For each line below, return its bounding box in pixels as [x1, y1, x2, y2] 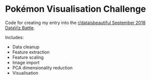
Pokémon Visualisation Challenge [5, 3, 147, 15]
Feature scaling [12, 54, 44, 60]
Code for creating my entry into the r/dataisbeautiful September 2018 [5, 20, 146, 26]
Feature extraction [12, 49, 50, 55]
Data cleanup [12, 44, 39, 50]
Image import [12, 59, 40, 65]
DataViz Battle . [5, 25, 36, 30]
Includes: [5, 34, 24, 40]
